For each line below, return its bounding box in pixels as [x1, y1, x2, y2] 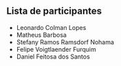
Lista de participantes [6, 5, 102, 17]
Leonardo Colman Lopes [16, 23, 87, 31]
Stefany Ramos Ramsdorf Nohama [16, 37, 115, 46]
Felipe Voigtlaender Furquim [16, 45, 97, 53]
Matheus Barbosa [16, 31, 67, 39]
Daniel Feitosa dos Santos [16, 52, 90, 61]
